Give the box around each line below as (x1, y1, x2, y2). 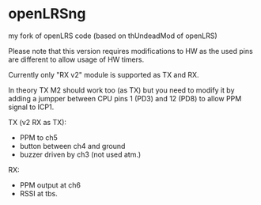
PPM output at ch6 (19, 180, 81, 190)
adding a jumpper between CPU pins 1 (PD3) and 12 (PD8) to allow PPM (8, 93, 242, 103)
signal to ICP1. (8, 102, 55, 112)
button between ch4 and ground (19, 141, 126, 150)
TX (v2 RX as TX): (8, 117, 67, 127)
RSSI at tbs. (19, 188, 58, 198)
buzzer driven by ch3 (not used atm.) (19, 150, 142, 159)
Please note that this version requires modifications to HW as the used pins (8, 46, 253, 55)
